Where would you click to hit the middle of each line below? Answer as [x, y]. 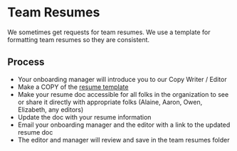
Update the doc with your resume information [84, 117]
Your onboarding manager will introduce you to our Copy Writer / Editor [122, 79]
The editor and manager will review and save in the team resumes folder [123, 140]
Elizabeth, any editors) [51, 109]
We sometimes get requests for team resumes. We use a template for [109, 32]
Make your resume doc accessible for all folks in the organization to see [123, 94]
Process [26, 62]
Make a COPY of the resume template [73, 87]
